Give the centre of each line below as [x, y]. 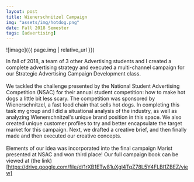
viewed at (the [23, 161]
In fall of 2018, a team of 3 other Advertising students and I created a [89, 61]
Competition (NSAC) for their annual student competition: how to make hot [96, 92]
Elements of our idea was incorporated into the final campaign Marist [89, 148]
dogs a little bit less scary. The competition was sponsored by [81, 99]
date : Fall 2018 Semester [37, 28]
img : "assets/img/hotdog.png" [43, 22]
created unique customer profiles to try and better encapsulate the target [94, 123]
